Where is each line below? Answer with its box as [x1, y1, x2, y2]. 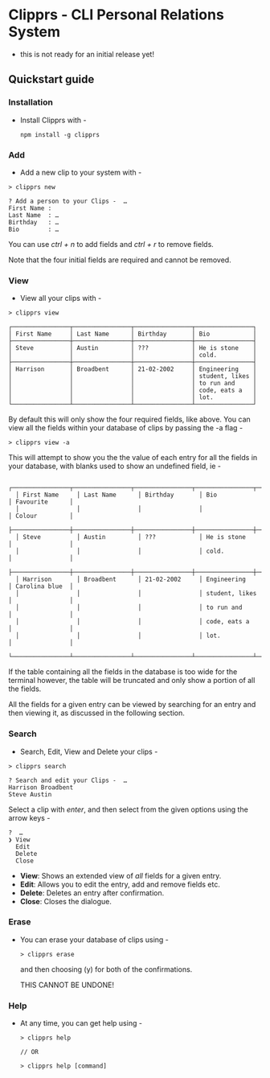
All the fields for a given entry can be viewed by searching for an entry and [8, 700, 256, 710]
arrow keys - [8, 813, 51, 822]
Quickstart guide [8, 72, 95, 86]
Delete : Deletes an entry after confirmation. [19, 887, 165, 898]
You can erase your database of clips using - [19, 935, 169, 944]
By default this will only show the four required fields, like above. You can [8, 414, 251, 424]
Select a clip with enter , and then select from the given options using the [8, 804, 249, 814]
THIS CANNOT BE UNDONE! [19, 980, 115, 990]
